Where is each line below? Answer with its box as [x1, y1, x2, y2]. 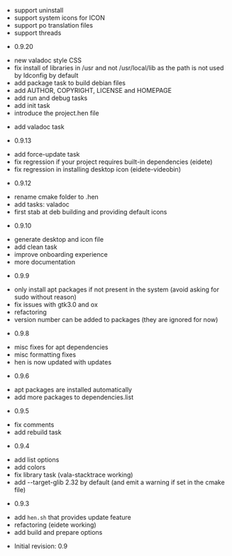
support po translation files [13, 21, 94, 29]
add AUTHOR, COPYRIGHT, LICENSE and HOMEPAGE [13, 87, 172, 94]
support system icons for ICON [13, 13, 105, 22]
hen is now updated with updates [13, 358, 112, 366]
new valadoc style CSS [13, 56, 82, 65]
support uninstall [13, 6, 64, 14]
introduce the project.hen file [13, 109, 99, 117]
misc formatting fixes [13, 350, 77, 359]
